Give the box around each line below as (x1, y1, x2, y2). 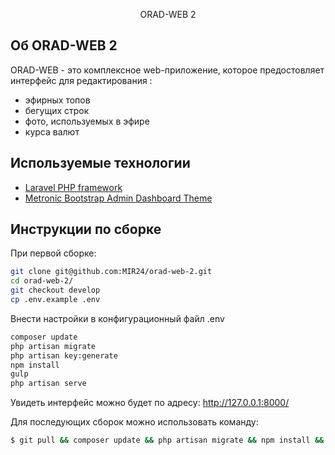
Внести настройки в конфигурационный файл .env (10, 312, 225, 324)
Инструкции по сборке (10, 221, 162, 238)
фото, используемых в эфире (24, 115, 150, 127)
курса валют (24, 125, 80, 138)
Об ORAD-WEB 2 (10, 37, 118, 54)
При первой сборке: (10, 247, 97, 259)
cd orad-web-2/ (10, 276, 74, 286)
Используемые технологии (10, 155, 191, 172)
